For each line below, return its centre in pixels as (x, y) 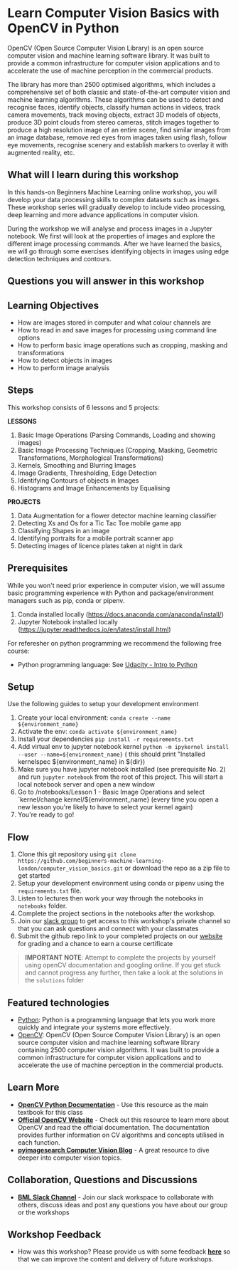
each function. (39, 1142)
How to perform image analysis (64, 367)
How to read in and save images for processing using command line (117, 330)
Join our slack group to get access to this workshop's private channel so (124, 921)
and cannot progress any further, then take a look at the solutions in (124, 972)
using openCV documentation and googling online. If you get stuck (123, 965)
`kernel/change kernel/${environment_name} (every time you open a (118, 799)
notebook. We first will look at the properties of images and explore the (111, 236)
